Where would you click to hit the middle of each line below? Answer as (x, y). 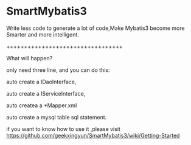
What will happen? (30, 58)
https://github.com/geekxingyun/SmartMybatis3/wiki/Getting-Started (93, 135)
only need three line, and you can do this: (58, 70)
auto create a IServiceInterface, (46, 93)
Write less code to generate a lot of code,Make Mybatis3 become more (95, 28)
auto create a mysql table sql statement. (57, 117)
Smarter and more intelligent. (43, 34)
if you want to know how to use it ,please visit (63, 129)
